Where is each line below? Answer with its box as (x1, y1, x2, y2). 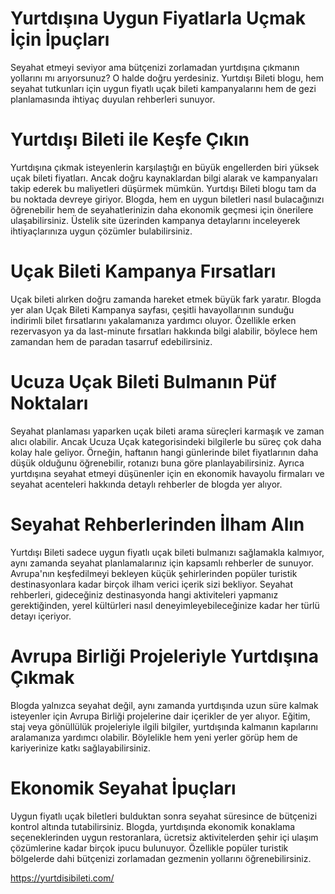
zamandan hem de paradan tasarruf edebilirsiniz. (10, 335, 213, 347)
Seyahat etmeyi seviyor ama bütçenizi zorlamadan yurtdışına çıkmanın (10, 61, 300, 73)
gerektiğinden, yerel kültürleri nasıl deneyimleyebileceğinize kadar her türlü (10, 599, 320, 611)
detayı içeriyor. (10, 610, 72, 622)
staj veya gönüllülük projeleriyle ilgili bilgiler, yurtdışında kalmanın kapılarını (10, 720, 318, 732)
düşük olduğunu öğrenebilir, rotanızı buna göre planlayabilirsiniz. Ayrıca (10, 457, 305, 469)
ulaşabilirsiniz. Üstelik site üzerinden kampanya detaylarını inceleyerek (10, 214, 301, 226)
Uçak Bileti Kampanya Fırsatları (10, 260, 277, 283)
